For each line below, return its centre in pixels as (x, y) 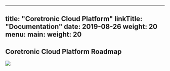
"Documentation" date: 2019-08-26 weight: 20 (81, 27)
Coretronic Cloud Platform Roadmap (63, 51)
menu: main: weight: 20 (44, 35)
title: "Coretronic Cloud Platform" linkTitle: (74, 19)
